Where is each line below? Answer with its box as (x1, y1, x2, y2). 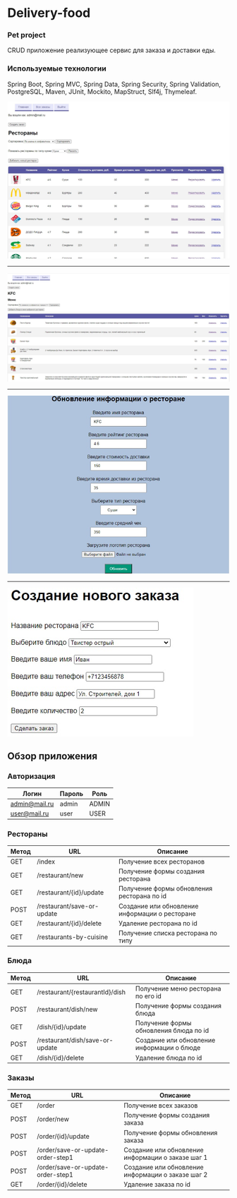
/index (37, 857, 55, 866)
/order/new (37, 1115, 69, 1123)
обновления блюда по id (135, 1027, 209, 1035)
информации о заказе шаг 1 (123, 1153, 208, 1161)
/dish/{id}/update (37, 1022, 87, 1031)
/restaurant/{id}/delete (37, 919, 102, 927)
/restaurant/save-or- (37, 902, 99, 910)
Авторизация (7, 771, 56, 781)
